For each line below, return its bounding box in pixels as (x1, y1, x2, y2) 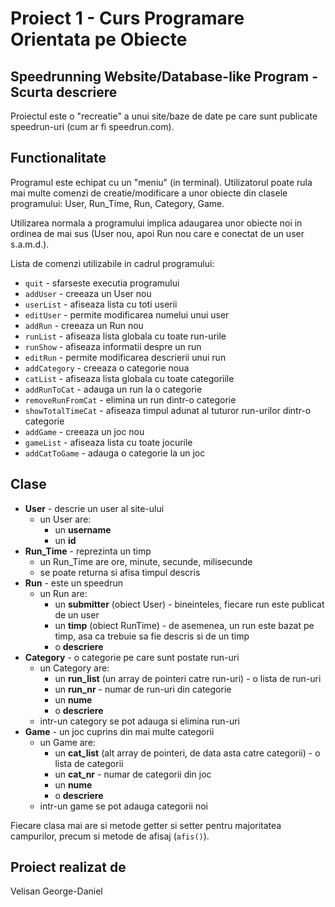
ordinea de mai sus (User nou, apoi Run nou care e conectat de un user (10, 227, 305, 239)
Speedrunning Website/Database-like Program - (10, 68, 318, 85)
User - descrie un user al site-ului (24, 502, 165, 514)
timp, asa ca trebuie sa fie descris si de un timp (54, 630, 250, 642)
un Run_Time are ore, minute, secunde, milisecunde (39, 555, 253, 567)
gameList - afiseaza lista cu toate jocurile (24, 436, 193, 448)
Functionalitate (10, 150, 107, 167)
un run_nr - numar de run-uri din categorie (54, 683, 232, 695)
